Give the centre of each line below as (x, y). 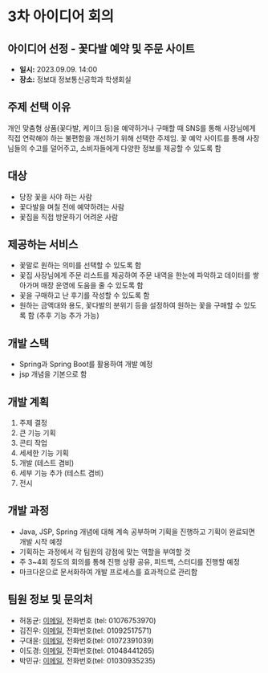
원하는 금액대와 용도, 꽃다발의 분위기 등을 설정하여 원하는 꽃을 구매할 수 (130, 305)
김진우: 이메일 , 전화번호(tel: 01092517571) (85, 630)
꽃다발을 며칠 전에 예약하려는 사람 (72, 206)
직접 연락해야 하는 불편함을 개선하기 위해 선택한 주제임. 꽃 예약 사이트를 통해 (126, 138)
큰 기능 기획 (38, 433)
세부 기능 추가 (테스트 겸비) (61, 473)
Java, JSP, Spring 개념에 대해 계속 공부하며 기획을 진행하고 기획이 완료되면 (137, 532)
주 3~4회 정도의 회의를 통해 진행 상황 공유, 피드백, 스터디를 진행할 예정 (129, 561)
